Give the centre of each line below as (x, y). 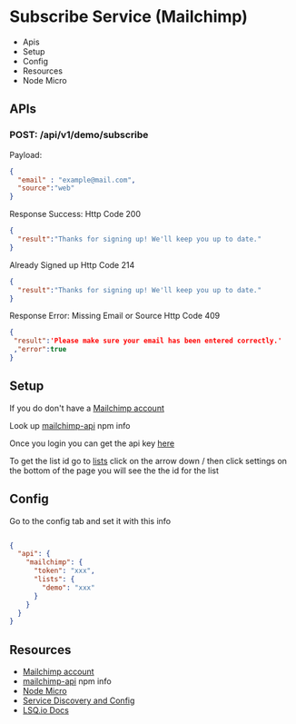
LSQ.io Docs (46, 710)
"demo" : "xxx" (69, 588)
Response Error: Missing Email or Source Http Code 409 (115, 316)
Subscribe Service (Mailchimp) (128, 17)
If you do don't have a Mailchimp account (87, 408)
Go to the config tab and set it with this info (90, 521)
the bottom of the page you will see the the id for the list (114, 471)
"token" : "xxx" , (64, 571)
